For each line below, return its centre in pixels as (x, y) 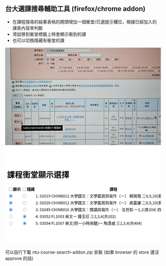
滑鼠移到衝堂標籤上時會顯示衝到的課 (49, 34)
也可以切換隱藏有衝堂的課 (38, 40)
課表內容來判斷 (27, 28)
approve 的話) (19, 258)
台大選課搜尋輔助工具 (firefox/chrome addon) (75, 9)
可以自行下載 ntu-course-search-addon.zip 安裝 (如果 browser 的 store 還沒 (82, 252)
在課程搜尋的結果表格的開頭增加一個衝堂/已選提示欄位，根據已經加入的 (84, 22)
